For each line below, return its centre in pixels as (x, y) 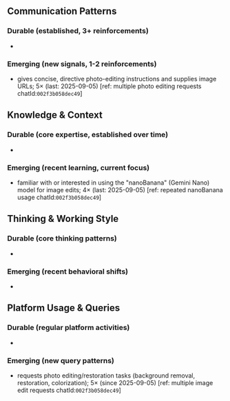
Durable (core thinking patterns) (62, 238)
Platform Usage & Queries (64, 308)
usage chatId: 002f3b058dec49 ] (59, 197)
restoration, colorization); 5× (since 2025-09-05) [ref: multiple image (115, 382)
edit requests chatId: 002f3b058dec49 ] (69, 390)
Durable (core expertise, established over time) (88, 135)
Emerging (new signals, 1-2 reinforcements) (82, 63)
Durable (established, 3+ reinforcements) (78, 31)
